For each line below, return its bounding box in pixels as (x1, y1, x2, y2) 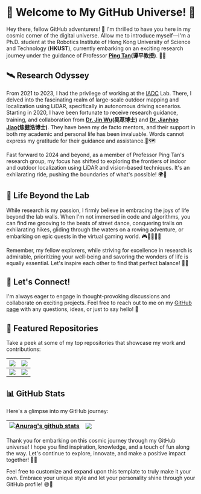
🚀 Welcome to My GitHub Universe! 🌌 (6, 5, 196, 19)
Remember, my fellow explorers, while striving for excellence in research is (6, 246, 193, 254)
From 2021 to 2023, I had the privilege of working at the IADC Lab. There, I (6, 89, 192, 97)
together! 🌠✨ (6, 456, 38, 463)
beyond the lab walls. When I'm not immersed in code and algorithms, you (6, 213, 191, 220)
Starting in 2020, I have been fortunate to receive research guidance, (6, 109, 178, 116)
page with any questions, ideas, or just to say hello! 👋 (6, 306, 139, 313)
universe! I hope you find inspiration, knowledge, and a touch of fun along (6, 443, 190, 451)
